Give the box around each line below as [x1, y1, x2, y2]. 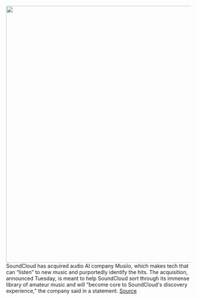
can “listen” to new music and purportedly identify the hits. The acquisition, [6, 269, 188, 275]
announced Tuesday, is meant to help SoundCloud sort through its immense [6, 275, 189, 282]
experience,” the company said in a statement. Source [6, 288, 137, 294]
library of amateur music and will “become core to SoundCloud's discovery [6, 281, 188, 288]
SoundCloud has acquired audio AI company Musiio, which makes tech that [6, 262, 189, 269]
